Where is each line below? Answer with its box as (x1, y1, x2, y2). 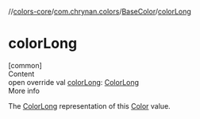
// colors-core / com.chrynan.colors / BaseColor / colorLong (8, 7, 192, 16)
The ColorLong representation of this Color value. (8, 101, 171, 110)
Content (8, 69, 35, 79)
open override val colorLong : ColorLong (8, 77, 140, 86)
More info (8, 86, 40, 95)
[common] (8, 60, 42, 70)
